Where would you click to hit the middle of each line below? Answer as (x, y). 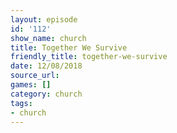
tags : (21, 103)
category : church (46, 94)
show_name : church (48, 38)
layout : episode (44, 19)
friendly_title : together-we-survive (89, 57)
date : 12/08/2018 (46, 66)
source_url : (35, 76)
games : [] (31, 85)
